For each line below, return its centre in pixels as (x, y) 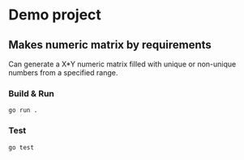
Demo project (55, 15)
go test (21, 147)
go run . (23, 111)
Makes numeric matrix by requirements (110, 45)
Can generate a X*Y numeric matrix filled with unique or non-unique (122, 64)
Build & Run (32, 93)
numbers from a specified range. (63, 73)
